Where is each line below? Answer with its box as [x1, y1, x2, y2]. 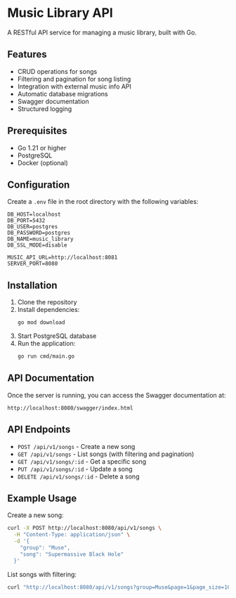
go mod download [17, 319, 65, 326]
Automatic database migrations [17, 89, 109, 98]
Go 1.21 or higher [17, 143, 67, 152]
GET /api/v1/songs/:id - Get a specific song [17, 457, 147, 465]
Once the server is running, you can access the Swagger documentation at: [7, 391, 226, 399]
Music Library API [7, 5, 114, 21]
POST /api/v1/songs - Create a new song [17, 442, 136, 450]
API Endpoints [7, 424, 71, 436]
